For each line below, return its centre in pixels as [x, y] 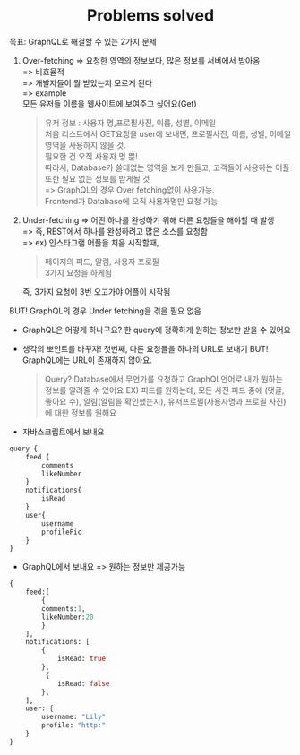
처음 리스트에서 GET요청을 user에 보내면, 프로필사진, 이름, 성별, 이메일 [168, 133]
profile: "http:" [73, 725]
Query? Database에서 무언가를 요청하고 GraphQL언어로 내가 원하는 [164, 379]
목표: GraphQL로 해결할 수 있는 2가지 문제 [83, 41]
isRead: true [81, 659]
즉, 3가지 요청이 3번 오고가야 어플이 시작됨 [96, 291]
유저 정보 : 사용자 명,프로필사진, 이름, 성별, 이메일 [130, 123]
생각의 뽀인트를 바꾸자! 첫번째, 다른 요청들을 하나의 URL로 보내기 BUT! [145, 348]
